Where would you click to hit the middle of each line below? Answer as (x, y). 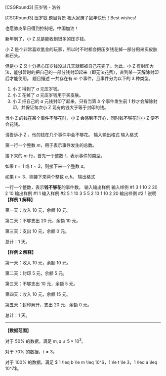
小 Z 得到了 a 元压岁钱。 (37, 89)
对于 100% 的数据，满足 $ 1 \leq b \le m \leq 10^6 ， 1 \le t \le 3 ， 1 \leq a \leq (81, 362)
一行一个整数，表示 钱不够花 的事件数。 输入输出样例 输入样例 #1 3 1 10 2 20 (81, 187)
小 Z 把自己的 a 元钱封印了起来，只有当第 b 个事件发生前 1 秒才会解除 (83, 101)
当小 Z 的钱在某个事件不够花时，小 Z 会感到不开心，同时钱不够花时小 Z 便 (80, 118)
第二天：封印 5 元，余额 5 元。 (36, 273)
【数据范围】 (18, 330)
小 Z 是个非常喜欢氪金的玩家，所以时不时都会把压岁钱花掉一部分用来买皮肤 (81, 49)
